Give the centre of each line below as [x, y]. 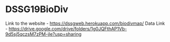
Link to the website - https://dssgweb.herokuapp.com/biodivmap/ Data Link [85, 23]
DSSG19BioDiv [37, 9]
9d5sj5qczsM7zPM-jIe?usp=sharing [44, 34]
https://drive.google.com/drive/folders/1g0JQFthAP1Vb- [68, 28]
